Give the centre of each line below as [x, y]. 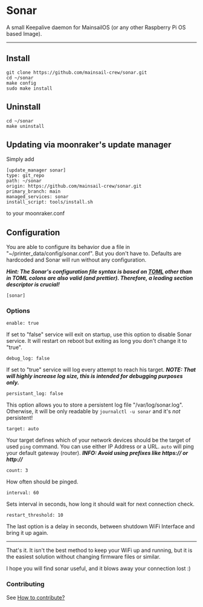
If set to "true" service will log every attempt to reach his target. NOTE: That [101, 370]
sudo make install [29, 88]
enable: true [23, 323]
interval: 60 [23, 493]
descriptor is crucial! [33, 285]
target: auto [23, 429]
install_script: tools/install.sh [50, 202]
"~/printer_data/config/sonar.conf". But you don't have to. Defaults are [94, 254]
